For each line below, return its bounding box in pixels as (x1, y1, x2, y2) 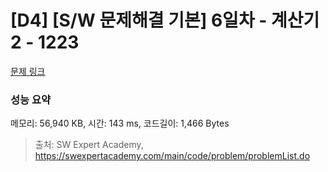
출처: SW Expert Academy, (34, 139, 144, 151)
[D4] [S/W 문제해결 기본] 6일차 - (10, 9, 268, 32)
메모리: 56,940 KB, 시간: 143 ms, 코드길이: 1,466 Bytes (10, 117, 230, 130)
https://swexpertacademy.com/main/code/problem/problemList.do (34, 150, 311, 162)
